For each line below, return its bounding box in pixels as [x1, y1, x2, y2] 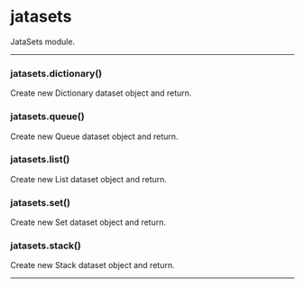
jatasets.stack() [10, 239, 82, 252]
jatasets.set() [10, 196, 71, 209]
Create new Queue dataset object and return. [10, 131, 179, 142]
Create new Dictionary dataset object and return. [10, 88, 192, 98]
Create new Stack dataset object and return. [10, 260, 175, 271]
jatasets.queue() [10, 110, 85, 123]
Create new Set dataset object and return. [10, 217, 166, 228]
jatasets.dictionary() [10, 67, 103, 79]
